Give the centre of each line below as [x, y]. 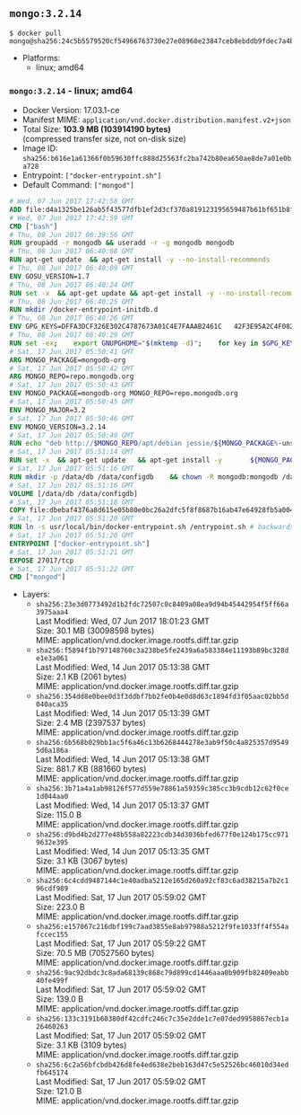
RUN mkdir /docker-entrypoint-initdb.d [84, 310]
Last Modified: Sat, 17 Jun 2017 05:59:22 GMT [121, 943]
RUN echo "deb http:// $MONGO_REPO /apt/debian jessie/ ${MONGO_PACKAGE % [144, 444]
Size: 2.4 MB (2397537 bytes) [90, 723]
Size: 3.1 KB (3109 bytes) [81, 1045]
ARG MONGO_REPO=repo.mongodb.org [72, 376]
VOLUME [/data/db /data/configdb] [74, 493]
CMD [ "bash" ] [34, 226]
